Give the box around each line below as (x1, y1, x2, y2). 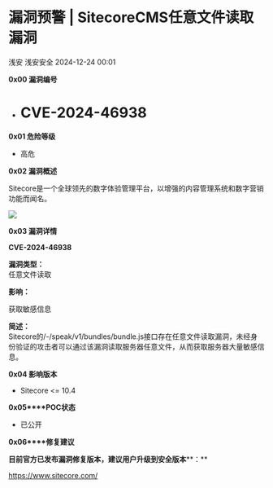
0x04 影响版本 (8, 369, 58, 379)
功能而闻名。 (8, 193, 51, 203)
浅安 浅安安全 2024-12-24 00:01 (8, 57, 116, 67)
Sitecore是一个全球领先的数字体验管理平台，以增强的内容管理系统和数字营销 (8, 183, 264, 193)
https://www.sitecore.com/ (8, 470, 98, 480)
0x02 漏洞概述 (8, 165, 58, 176)
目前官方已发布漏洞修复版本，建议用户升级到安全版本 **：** (8, 454, 209, 464)
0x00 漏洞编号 (8, 74, 58, 84)
